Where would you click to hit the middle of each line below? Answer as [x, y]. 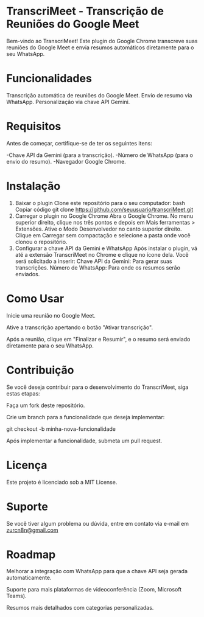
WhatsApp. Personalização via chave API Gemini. [68, 102]
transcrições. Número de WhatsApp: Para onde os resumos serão [98, 267]
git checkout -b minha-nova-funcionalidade [61, 429]
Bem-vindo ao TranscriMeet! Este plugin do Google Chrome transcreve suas [102, 41]
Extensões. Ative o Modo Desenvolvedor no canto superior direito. [98, 229]
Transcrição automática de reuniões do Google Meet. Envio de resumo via [99, 95]
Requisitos [34, 127]
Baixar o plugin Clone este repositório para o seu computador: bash [100, 203]
